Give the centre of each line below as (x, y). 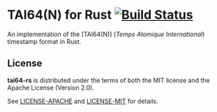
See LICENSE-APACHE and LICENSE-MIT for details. (83, 101)
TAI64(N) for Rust (60, 15)
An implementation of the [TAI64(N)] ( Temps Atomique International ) (106, 34)
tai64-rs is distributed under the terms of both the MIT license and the (109, 80)
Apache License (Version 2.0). (51, 88)
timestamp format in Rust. (44, 41)
